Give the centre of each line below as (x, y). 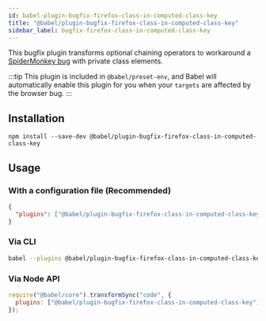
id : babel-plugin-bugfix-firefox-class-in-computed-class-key (113, 15)
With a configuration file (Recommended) (90, 190)
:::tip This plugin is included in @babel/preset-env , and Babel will (112, 77)
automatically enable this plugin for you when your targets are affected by (130, 85)
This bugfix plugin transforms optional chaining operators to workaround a (129, 53)
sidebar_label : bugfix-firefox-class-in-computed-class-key (110, 30)
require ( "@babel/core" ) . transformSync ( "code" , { (90, 295)
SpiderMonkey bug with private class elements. (86, 61)
